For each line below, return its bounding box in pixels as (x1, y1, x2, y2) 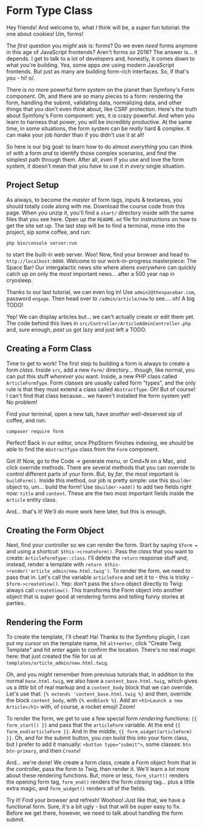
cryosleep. (6, 276, 33, 284)
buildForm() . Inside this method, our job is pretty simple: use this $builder (6, 476, 192, 484)
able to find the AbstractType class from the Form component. (6, 445, 160, 453)
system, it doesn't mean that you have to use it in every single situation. (6, 162, 186, 169)
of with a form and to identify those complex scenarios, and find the (6, 149, 177, 157)
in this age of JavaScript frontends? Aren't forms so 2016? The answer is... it (6, 48, 198, 55)
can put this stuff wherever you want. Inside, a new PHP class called (6, 372, 177, 380)
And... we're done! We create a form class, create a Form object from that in (6, 759, 197, 766)
